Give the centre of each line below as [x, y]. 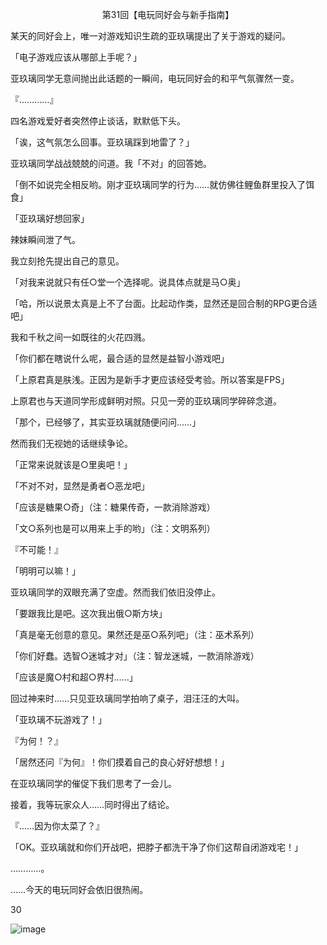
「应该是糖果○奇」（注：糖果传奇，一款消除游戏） [113, 507]
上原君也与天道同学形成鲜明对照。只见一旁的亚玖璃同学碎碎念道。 [146, 401]
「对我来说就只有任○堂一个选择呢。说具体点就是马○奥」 [128, 282]
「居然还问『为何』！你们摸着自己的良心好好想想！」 [120, 762]
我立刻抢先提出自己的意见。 [67, 261]
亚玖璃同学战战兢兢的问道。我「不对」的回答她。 [111, 163]
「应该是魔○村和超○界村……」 [74, 677]
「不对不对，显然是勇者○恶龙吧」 [80, 486]
